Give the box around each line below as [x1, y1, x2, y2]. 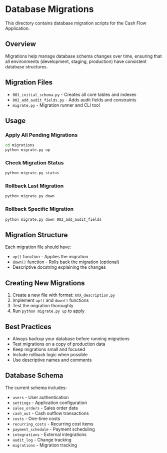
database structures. [5, 63, 48, 69]
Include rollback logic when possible [12, 351, 88, 358]
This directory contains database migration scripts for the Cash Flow [5, 20, 146, 26]
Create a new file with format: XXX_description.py [12, 292, 115, 298]
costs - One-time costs [12, 416, 60, 422]
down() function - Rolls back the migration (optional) [12, 259, 119, 265]
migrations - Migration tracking [12, 442, 77, 448]
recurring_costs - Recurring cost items [12, 421, 93, 427]
